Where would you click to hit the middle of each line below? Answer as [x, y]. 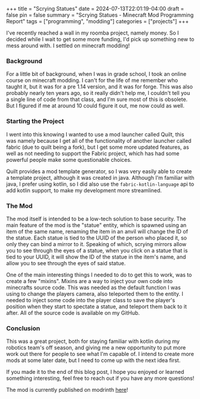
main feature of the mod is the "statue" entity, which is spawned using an [96, 225]
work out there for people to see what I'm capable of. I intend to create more [100, 354]
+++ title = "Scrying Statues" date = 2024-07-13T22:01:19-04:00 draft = [95, 9]
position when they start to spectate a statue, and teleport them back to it [96, 306]
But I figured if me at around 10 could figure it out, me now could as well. [96, 106]
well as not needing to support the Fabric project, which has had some [93, 153]
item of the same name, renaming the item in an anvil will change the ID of [97, 231]
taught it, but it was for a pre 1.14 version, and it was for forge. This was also [99, 87]
